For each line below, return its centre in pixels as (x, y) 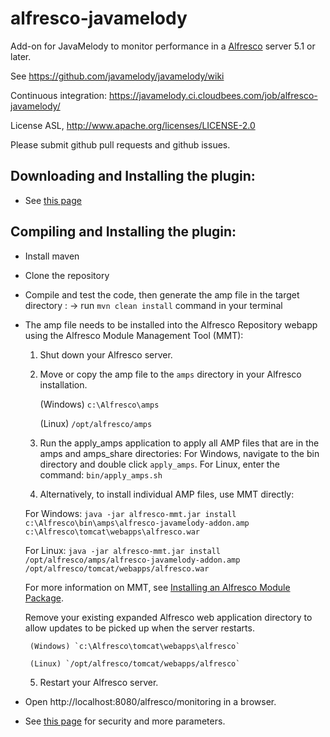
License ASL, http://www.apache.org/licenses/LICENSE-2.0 (133, 125)
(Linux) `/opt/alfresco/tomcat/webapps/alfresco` (135, 663)
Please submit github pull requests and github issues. (120, 144)
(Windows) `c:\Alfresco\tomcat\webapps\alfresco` (135, 646)
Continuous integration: (59, 95)
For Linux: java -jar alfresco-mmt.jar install (122, 550)
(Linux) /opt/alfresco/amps (96, 423)
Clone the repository (67, 275)
